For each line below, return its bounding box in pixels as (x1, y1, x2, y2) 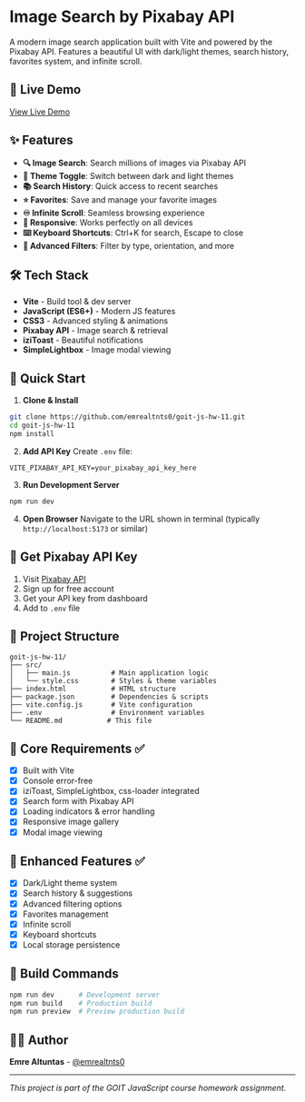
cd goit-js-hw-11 (9, 421, 75, 431)
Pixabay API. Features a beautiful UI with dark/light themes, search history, (9, 45, 290, 56)
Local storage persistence (22, 938, 121, 950)
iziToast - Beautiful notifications (22, 334, 143, 346)
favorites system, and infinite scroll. (9, 55, 143, 66)
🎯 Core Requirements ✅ (9, 740, 145, 756)
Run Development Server (22, 479, 120, 490)
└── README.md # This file (9, 716, 152, 726)
